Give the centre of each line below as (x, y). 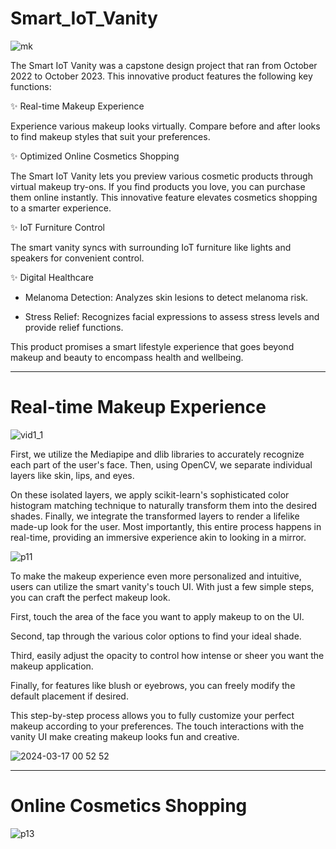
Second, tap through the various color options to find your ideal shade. (156, 636)
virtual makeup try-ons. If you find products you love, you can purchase (158, 186)
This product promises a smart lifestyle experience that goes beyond (152, 346)
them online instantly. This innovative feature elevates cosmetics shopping (164, 197)
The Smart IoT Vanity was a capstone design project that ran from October (164, 65)
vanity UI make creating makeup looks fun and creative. (125, 736)
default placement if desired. (69, 696)
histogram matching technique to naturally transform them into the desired (164, 505)
